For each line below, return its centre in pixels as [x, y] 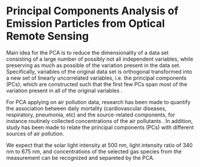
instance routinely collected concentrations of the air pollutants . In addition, [100, 121]
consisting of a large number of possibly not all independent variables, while [100, 59]
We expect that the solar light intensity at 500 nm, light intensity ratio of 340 [99, 145]
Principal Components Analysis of [92, 11]
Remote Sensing [48, 36]
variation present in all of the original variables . [65, 90]
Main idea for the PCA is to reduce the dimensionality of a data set [87, 52]
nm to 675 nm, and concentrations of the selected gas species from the [94, 151]
